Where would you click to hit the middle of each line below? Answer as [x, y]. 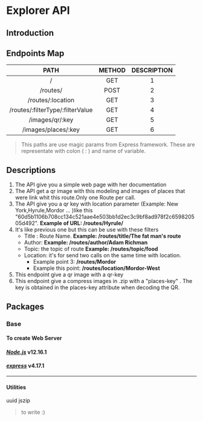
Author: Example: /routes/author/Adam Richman [86, 243]
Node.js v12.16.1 [27, 352]
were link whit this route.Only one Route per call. [75, 198]
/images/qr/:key [51, 120]
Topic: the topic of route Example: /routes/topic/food [91, 249]
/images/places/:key [51, 129]
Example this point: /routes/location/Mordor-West [96, 268]
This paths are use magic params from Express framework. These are [108, 145]
